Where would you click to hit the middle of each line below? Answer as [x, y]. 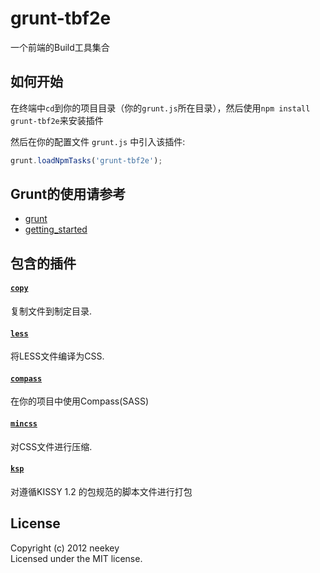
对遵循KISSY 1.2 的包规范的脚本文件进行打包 [101, 491]
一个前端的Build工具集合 [60, 47]
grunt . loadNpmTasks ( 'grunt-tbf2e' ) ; [86, 160]
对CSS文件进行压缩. [51, 446]
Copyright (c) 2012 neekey [65, 548]
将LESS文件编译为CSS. [57, 356]
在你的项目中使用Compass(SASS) [80, 401]
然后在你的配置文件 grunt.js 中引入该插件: [98, 141]
